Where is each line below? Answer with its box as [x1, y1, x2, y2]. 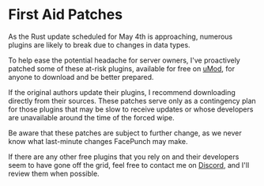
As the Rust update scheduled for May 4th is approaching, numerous [8, 32, 233, 41]
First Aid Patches [8, 6, 123, 24]
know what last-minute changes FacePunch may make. [8, 136, 188, 146]
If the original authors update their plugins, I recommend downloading [8, 87, 236, 97]
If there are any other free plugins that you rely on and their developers [8, 152, 239, 161]
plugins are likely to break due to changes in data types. [8, 40, 191, 49]
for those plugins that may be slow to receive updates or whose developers [8, 104, 254, 114]
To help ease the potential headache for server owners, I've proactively [8, 55, 241, 65]
